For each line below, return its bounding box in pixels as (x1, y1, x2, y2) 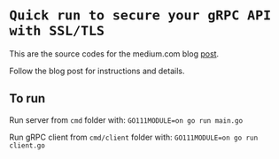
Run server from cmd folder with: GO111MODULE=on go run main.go (9, 114, 244, 125)
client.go (9, 140, 46, 150)
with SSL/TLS (9, 23, 105, 40)
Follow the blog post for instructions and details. (9, 65, 185, 76)
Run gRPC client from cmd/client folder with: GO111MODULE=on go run (9, 132, 259, 142)
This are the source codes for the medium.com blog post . (9, 48, 220, 59)
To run (9, 91, 46, 106)
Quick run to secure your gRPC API (9, 7, 272, 24)
